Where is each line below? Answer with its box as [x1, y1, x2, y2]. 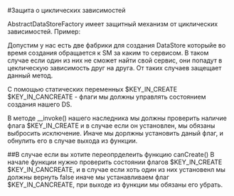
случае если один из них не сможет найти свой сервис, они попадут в [7, 56, 223, 65]
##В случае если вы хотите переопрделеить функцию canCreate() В [7, 151, 215, 158]
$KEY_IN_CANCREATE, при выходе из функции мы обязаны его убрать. [7, 180, 223, 189]
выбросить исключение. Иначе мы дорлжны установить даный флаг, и [7, 129, 224, 137]
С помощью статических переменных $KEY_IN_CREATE [7, 85, 178, 93]
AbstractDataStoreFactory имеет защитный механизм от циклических [7, 20, 218, 28]
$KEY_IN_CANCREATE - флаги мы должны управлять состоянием [7, 92, 206, 101]
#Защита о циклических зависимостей [7, 6, 126, 14]
